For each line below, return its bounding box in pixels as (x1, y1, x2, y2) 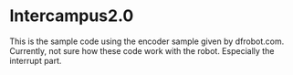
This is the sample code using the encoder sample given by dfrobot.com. (9, 36, 285, 47)
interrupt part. (9, 55, 62, 66)
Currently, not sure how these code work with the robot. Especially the (9, 45, 275, 56)
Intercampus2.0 (9, 5, 134, 27)
